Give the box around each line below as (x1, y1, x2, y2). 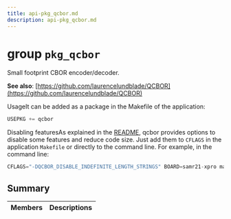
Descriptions (49, 203, 93, 212)
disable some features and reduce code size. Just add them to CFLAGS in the (7, 135, 222, 144)
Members (10, 203, 43, 212)
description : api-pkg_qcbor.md (7, 16, 97, 23)
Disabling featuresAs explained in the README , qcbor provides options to (7, 128, 216, 137)
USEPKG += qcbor (7, 116, 54, 123)
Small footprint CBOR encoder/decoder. (7, 69, 120, 77)
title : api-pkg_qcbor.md (7, 10, 78, 17)
